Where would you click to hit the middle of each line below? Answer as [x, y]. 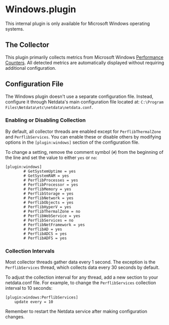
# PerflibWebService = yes [52, 216]
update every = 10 [34, 302]
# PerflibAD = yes [43, 229]
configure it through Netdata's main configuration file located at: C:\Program [84, 102]
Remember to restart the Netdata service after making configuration [76, 311]
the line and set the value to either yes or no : [51, 157]
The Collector [27, 45]
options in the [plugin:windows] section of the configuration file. [72, 142]
